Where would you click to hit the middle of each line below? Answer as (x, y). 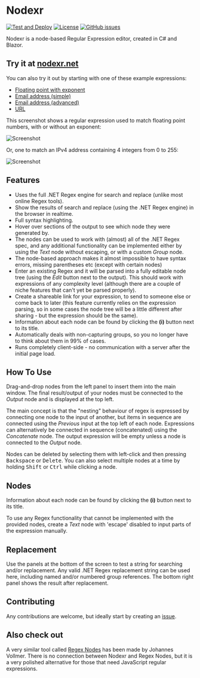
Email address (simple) (43, 96)
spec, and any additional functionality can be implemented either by (98, 245)
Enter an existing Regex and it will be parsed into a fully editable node (100, 271)
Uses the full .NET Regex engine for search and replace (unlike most (99, 194)
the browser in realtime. (44, 213)
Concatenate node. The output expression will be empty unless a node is (96, 436)
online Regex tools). (39, 201)
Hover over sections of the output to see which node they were (93, 226)
